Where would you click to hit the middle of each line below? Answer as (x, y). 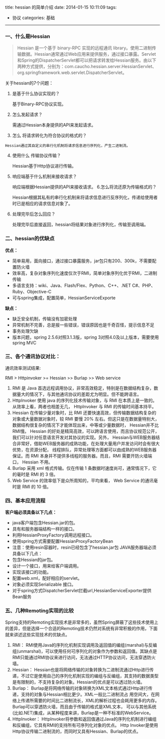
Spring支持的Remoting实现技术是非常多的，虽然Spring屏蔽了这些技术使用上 (82, 622)
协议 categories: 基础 (33, 18)
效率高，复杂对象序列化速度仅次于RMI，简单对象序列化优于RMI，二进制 (84, 273)
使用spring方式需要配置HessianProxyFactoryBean (63, 541)
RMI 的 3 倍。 (44, 474)
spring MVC (24, 343)
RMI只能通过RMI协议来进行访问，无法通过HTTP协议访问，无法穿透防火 (84, 658)
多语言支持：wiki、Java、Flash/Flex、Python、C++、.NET (71, 285)
